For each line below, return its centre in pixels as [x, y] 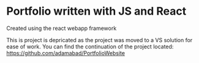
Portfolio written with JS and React [96, 11]
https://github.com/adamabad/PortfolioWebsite [66, 53]
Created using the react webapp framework [62, 28]
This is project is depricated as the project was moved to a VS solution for [99, 40]
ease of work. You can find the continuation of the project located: [90, 46]
